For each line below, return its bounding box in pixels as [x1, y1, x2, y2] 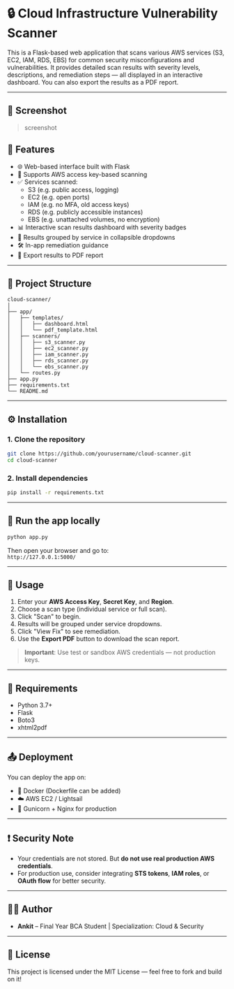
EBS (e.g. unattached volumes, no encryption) [27, 215, 160, 224]
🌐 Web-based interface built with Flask [17, 162, 130, 171]
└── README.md [7, 388, 49, 395]
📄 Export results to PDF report [17, 251, 104, 259]
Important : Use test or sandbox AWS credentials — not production [24, 648, 216, 657]
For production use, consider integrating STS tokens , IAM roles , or [17, 869, 210, 877]
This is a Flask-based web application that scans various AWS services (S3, [7, 48, 225, 57]
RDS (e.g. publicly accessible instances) [27, 208, 143, 216]
